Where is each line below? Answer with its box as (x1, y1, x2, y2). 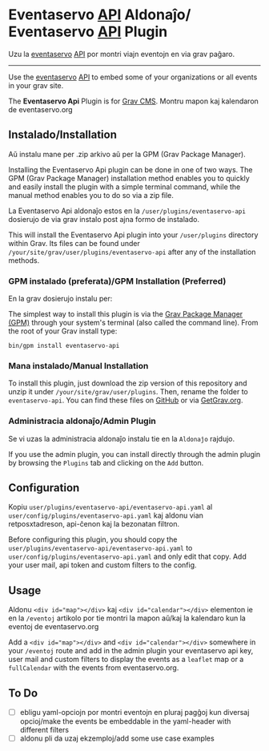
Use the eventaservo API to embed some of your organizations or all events (8, 72, 258, 82)
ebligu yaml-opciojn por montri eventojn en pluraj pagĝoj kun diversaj (19, 708, 250, 717)
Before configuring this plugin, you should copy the (8, 535, 178, 544)
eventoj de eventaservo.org (8, 622, 99, 632)
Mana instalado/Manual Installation (8, 360, 149, 371)
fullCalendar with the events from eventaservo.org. (8, 663, 179, 672)
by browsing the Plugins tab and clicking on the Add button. (8, 458, 204, 467)
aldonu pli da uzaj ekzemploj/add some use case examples (19, 733, 215, 743)
